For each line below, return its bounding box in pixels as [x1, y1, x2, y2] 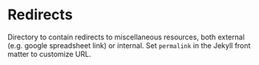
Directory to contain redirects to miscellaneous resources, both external [7, 32, 245, 42]
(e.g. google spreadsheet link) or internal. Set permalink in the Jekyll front [7, 40, 251, 50]
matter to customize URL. [7, 49, 91, 59]
